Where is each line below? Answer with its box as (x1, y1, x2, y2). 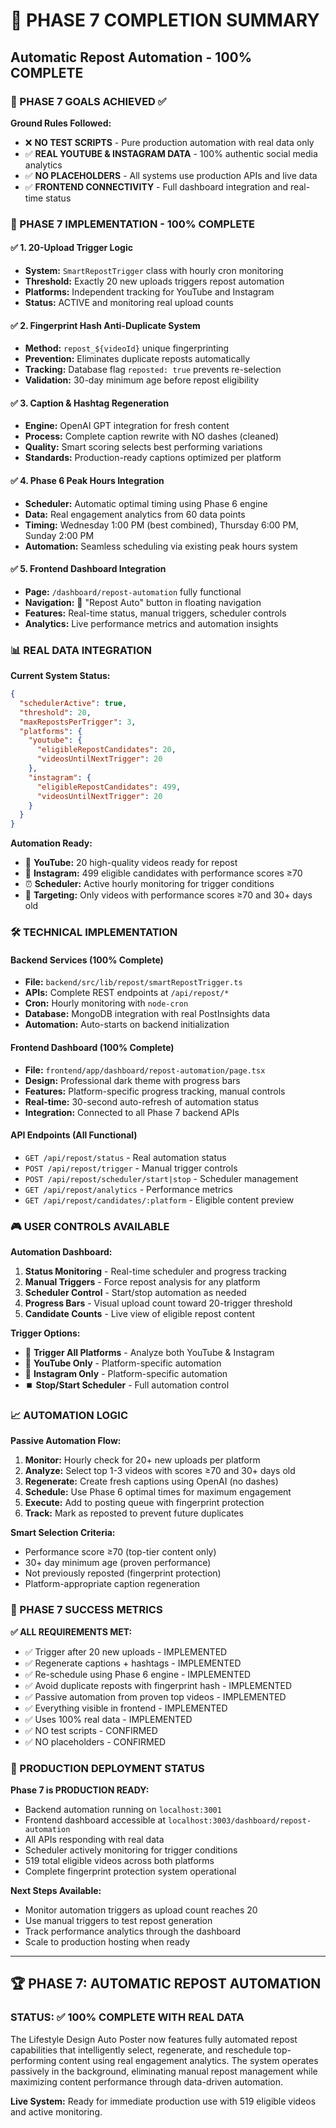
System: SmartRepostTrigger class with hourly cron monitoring (24, 265, 284, 276)
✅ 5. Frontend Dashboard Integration (10, 563, 167, 575)
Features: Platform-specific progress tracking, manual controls (24, 1085, 286, 1097)
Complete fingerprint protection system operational (24, 1865, 237, 1877)
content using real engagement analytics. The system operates (58, 2054, 319, 2066)
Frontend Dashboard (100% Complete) (10, 1041, 175, 1053)
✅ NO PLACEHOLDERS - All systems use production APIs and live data (24, 169, 318, 181)
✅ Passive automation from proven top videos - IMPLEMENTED (24, 1690, 287, 1703)
